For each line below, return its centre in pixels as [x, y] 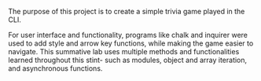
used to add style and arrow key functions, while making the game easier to [131, 43]
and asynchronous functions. [55, 68]
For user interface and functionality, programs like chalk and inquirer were [128, 35]
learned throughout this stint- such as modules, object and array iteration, [128, 60]
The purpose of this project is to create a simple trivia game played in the [127, 11]
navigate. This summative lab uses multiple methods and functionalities [124, 52]
